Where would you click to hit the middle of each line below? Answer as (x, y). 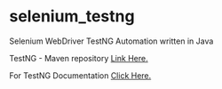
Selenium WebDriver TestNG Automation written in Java (111, 41)
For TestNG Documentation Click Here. (80, 75)
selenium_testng (72, 16)
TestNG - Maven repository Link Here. (79, 58)
